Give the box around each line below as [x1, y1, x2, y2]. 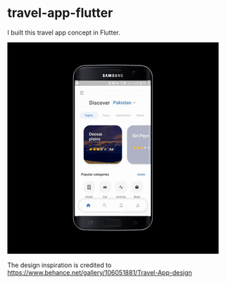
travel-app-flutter [7, 5, 113, 21]
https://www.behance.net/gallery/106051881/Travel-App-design [7, 268, 192, 276]
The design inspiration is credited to [7, 261, 112, 269]
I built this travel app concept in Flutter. [7, 28, 121, 37]
